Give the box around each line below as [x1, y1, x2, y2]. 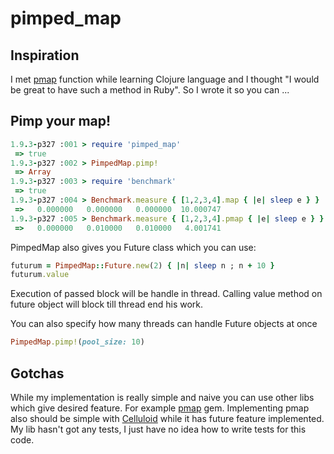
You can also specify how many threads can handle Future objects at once [10, 318, 318, 330]
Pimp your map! [10, 113, 112, 130]
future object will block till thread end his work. [10, 298, 204, 311]
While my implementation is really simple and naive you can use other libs [10, 392, 315, 403]
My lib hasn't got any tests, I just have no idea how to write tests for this [10, 423, 307, 435]
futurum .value [10, 270, 70, 280]
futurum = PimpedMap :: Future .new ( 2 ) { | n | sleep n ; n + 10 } [10, 260, 275, 271]
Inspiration [10, 47, 80, 64]
